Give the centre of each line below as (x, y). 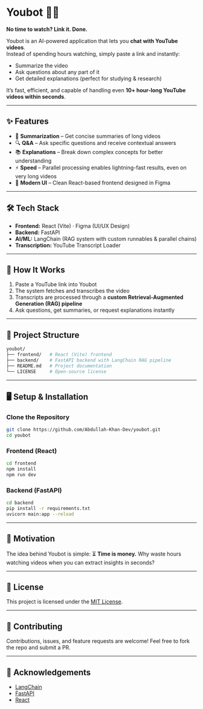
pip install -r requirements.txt (48, 509)
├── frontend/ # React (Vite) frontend (59, 355)
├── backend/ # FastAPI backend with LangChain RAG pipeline (89, 360)
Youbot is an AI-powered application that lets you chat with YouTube (92, 41)
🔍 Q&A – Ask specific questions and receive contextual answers (95, 143)
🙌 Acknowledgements (49, 672)
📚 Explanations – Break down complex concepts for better (89, 152)
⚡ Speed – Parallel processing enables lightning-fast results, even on (101, 167)
